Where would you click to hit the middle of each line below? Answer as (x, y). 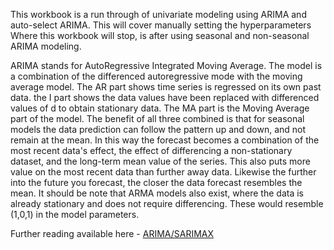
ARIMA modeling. (46, 46)
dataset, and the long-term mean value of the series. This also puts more (160, 161)
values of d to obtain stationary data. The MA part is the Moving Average (160, 108)
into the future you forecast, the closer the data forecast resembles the (156, 182)
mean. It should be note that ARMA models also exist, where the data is (157, 193)
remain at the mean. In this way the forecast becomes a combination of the (165, 140)
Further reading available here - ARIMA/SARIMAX (112, 233)
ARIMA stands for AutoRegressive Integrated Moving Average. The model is (166, 65)
